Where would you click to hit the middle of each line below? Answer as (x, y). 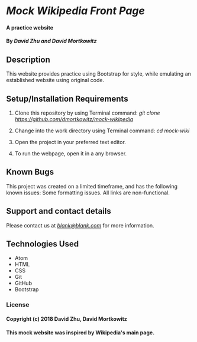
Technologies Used (42, 244)
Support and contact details (59, 211)
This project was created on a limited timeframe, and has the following (92, 186)
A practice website (30, 27)
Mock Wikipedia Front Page (75, 11)
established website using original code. (55, 80)
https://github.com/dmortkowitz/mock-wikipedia (74, 119)
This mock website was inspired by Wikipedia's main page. (80, 333)
